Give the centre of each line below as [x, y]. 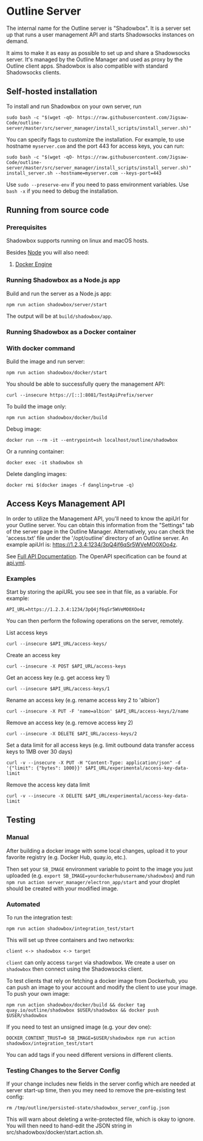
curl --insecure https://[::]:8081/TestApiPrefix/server [80, 395]
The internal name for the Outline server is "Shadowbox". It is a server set [98, 28]
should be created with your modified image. [62, 888]
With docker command [41, 348]
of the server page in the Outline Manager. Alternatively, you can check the [100, 531]
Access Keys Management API [66, 504]
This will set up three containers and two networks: [71, 940]
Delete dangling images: [36, 473]
